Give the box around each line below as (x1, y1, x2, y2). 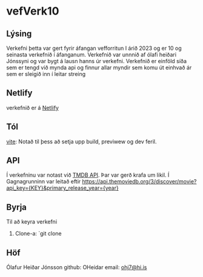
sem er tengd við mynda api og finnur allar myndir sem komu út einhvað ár (6, 64, 192, 71)
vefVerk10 (6, 4, 59, 18)
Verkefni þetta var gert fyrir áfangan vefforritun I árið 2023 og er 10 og (6, 44, 182, 52)
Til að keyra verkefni (6, 218, 58, 225)
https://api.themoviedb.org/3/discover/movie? (82, 178, 197, 185)
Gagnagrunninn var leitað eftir (6, 178, 81, 185)
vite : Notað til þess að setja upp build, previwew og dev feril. (6, 138, 157, 145)
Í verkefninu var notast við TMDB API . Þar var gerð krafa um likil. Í (6, 171, 170, 179)
